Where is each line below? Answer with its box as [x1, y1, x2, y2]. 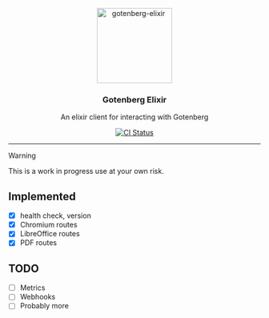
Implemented [8, 189, 76, 203]
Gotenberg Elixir [102, 94, 167, 105]
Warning [8, 151, 36, 160]
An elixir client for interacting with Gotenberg [60, 112, 209, 122]
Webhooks [19, 292, 56, 302]
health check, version [19, 211, 92, 220]
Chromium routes [19, 220, 78, 230]
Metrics [19, 283, 46, 292]
